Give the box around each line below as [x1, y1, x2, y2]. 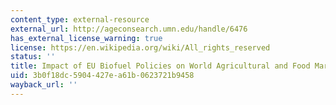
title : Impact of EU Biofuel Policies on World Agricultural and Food [10, 61, 311, 71]
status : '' [10, 52, 56, 62]
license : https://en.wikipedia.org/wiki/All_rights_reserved [10, 42, 271, 53]
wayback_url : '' [10, 80, 78, 90]
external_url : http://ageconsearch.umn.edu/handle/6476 [10, 24, 248, 34]
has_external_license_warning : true [10, 33, 163, 43]
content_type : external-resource [10, 14, 150, 25]
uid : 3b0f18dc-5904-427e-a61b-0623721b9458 [10, 71, 195, 81]
